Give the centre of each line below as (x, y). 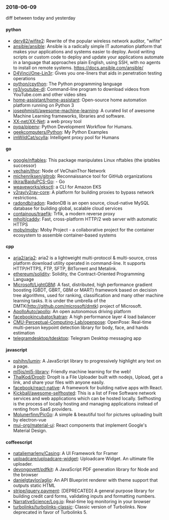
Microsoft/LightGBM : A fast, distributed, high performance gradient (82, 284)
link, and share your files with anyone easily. (59, 382)
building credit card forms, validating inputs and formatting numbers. (84, 496)
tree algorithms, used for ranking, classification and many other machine (88, 295)
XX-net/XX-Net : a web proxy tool (47, 121)
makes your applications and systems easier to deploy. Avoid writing (84, 51)
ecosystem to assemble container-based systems (65, 235)
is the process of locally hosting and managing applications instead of (86, 404)
